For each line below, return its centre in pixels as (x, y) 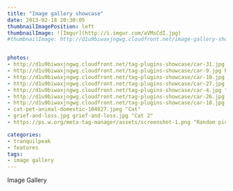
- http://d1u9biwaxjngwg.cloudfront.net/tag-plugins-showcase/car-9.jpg (114, 71)
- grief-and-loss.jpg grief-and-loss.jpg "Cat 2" (80, 116)
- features (23, 147)
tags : (15, 154)
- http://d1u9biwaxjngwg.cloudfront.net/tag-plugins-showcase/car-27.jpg (116, 84)
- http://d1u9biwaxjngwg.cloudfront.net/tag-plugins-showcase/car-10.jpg (116, 77)
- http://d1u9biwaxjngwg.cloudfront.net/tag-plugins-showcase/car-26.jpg (116, 97)
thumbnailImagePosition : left (51, 26)
